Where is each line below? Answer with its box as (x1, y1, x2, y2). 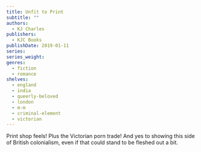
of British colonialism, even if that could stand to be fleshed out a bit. (6, 139, 179, 146)
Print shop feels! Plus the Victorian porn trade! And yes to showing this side (6, 133, 196, 140)
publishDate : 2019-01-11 (6, 43, 69, 49)
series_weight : (6, 54, 45, 60)
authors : (6, 20, 29, 26)
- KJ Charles (12, 25, 45, 32)
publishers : (6, 31, 36, 38)
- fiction (12, 65, 36, 71)
